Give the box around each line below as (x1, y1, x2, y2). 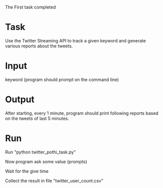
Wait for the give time (5, 168, 49, 174)
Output (5, 94, 35, 105)
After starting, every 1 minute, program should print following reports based (5, 110, 159, 116)
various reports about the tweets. (5, 43, 73, 49)
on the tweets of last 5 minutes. (5, 115, 69, 121)
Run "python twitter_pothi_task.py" (5, 149, 76, 155)
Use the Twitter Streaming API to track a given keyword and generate (5, 38, 146, 43)
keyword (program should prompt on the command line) (5, 76, 120, 82)
